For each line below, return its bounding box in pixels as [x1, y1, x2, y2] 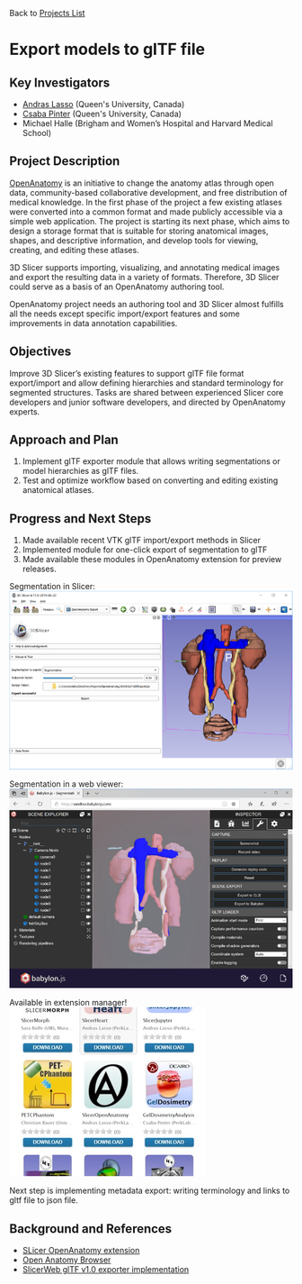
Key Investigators [9, 75, 111, 90]
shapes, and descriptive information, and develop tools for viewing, [9, 234, 259, 246]
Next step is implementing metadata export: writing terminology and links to [9, 1185, 290, 1197]
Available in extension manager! [9, 997, 128, 1008]
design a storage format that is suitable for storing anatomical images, [9, 225, 269, 236]
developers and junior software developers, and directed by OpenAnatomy [9, 396, 286, 407]
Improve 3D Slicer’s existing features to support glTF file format [9, 368, 244, 378]
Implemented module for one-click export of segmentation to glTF [22, 544, 268, 555]
